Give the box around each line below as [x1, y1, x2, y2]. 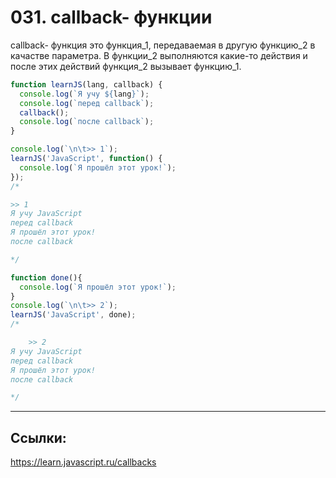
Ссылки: [10, 429, 67, 446]
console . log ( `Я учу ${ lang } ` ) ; [19, 89, 150, 99]
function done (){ [10, 272, 83, 283]
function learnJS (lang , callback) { [10, 79, 163, 90]
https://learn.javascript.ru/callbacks [10, 456, 157, 468]
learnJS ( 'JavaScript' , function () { [10, 154, 163, 164]
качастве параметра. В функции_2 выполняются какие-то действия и [10, 49, 308, 61]
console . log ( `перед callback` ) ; [19, 98, 155, 108]
